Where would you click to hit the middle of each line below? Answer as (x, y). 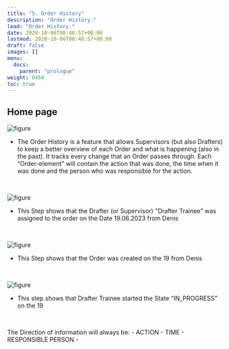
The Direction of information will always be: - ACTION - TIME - (96, 332)
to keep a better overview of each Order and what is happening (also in (118, 149)
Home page (32, 112)
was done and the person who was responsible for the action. (105, 171)
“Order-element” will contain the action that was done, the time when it (118, 164)
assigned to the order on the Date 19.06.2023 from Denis (98, 218)
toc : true (21, 84)
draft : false (26, 45)
